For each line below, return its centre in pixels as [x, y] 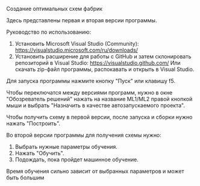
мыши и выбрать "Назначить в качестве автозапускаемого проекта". [96, 105]
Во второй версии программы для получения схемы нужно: [84, 135]
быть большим [25, 178]
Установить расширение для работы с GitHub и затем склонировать [103, 56]
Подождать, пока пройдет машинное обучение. [77, 160]
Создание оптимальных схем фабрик [55, 9]
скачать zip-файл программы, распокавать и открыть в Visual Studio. [105, 69]
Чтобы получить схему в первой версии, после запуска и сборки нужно [99, 117]
